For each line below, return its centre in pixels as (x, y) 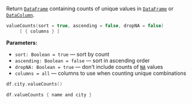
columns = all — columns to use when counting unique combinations (100, 73)
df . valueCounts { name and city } (49, 94)
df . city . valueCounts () (34, 84)
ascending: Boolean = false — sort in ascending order (82, 60)
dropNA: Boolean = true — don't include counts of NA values (89, 67)
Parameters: (22, 42)
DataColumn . (20, 15)
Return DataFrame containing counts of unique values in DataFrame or (90, 9)
